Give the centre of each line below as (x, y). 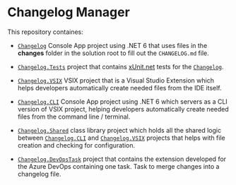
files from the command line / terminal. (74, 117)
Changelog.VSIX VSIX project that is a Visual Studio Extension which (116, 80)
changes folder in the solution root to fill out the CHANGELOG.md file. (113, 53)
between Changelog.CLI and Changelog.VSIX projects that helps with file (121, 138)
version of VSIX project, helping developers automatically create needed (123, 109)
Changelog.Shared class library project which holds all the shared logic (119, 130)
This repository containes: (45, 32)
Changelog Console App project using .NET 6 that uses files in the (112, 45)
